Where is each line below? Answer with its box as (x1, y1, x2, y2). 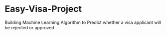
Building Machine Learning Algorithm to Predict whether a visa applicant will (4, 19, 162, 25)
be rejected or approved (4, 24, 54, 30)
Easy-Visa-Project (4, 3, 82, 15)
